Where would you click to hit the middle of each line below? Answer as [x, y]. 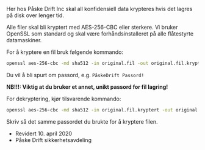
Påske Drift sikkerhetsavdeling [53, 140]
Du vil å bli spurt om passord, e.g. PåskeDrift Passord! [75, 75]
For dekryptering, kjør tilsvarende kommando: [64, 99]
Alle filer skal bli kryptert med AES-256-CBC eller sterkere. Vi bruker [92, 27]
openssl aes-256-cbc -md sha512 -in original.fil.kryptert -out [90, 110]
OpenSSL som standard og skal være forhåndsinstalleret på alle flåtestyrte [100, 34]
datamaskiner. [24, 40]
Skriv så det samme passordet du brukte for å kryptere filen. [82, 121]
